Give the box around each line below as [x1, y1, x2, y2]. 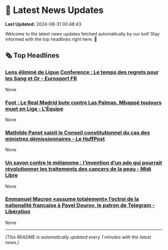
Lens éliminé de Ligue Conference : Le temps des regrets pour [5, 69, 159, 76]
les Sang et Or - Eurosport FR [5, 75, 77, 82]
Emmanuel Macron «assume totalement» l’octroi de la [5, 195, 139, 202]
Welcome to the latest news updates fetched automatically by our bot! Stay [5, 31, 160, 37]
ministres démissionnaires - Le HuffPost [5, 135, 105, 142]
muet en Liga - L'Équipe [5, 105, 63, 112]
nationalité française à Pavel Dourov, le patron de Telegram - [5, 202, 155, 209]
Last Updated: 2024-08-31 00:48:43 [5, 21, 81, 27]
